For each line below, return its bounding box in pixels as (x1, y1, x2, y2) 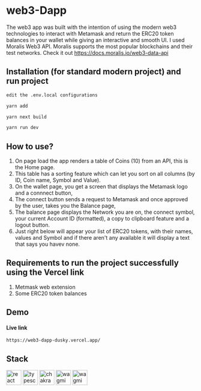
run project (6, 76, 49, 86)
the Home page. (14, 164, 55, 171)
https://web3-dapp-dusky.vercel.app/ (6, 337, 101, 343)
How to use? (6, 141, 54, 151)
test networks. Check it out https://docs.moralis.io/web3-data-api (6, 49, 169, 56)
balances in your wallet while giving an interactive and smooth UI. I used (6, 36, 185, 43)
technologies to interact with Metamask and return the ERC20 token (6, 30, 174, 37)
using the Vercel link (6, 267, 85, 278)
